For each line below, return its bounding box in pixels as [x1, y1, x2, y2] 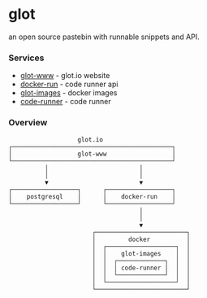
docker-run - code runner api [19, 79, 119, 90]
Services [8, 52, 45, 64]
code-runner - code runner [19, 97, 111, 107]
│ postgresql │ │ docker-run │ [8, 192, 176, 200]
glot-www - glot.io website [19, 71, 110, 81]
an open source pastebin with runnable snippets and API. [8, 32, 201, 42]
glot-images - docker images [19, 88, 118, 98]
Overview [8, 117, 48, 129]
